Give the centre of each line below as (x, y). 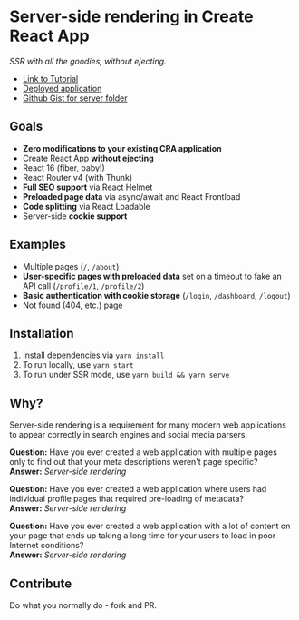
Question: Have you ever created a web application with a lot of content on (150, 526)
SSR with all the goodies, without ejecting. (88, 61)
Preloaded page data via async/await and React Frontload (131, 196)
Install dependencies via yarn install (93, 355)
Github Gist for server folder (75, 98)
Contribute (41, 583)
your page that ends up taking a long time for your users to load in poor (143, 536)
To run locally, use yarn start (78, 365)
